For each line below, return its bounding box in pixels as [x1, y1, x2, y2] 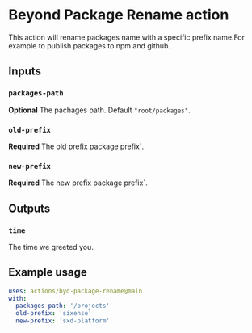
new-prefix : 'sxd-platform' [15, 317, 111, 325]
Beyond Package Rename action [8, 6, 229, 24]
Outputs [8, 201, 51, 215]
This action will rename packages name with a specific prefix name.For [8, 32, 245, 42]
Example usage [8, 265, 87, 280]
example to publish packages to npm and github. [8, 40, 171, 50]
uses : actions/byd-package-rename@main [8, 287, 143, 295]
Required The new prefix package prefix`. [8, 178, 148, 188]
